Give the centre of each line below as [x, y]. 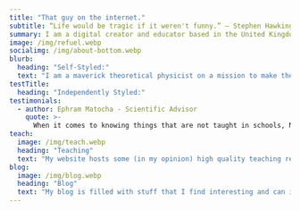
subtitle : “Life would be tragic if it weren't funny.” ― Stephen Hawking [151, 26]
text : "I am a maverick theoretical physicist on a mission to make [147, 76]
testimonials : [36, 101]
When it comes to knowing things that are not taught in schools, [159, 126]
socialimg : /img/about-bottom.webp [75, 51]
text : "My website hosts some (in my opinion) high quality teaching [149, 159]
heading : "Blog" [47, 184]
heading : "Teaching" [55, 150]
